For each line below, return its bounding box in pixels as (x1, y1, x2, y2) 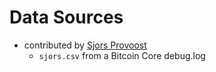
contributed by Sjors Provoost (23, 39, 147, 51)
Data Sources (9, 6, 124, 29)
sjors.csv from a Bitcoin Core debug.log (38, 49, 206, 61)
